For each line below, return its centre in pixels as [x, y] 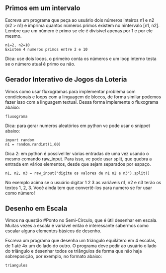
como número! [20, 193]
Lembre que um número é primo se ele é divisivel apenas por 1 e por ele [79, 31]
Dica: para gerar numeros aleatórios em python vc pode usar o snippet [78, 126]
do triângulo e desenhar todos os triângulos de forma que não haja [74, 251]
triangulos [16, 266]
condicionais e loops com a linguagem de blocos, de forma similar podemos [83, 97]
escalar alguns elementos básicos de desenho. [53, 231]
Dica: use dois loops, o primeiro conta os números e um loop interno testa [81, 59]
